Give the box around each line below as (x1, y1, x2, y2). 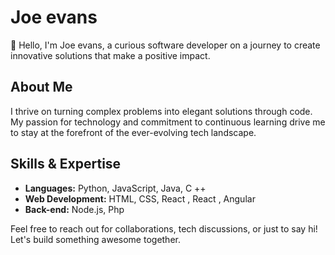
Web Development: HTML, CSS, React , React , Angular (24, 192, 256, 205)
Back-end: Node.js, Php (24, 203, 125, 215)
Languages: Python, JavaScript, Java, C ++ (24, 182, 207, 194)
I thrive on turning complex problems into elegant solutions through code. (10, 105, 313, 117)
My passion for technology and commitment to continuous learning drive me (10, 116, 326, 128)
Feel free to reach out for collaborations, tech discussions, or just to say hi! (10, 222, 318, 235)
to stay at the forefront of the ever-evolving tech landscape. (10, 126, 257, 138)
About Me (10, 79, 73, 96)
